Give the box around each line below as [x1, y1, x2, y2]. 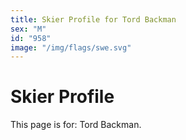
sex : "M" [10, 24, 47, 34]
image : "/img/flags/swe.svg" [10, 42, 132, 53]
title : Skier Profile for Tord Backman [10, 14, 177, 25]
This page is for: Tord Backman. [10, 119, 142, 131]
